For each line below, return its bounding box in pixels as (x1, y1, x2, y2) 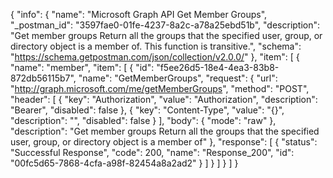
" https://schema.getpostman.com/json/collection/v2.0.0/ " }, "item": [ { (10, 51, 300, 63)
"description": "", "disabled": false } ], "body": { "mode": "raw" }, (10, 115, 277, 126)
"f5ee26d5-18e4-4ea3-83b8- (156, 62, 280, 73)
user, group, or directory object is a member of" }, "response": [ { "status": (10, 136, 318, 148)
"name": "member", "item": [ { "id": (10, 62, 155, 73)
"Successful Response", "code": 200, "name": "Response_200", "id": (10, 147, 295, 158)
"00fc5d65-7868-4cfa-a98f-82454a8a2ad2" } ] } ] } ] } (10, 157, 239, 169)
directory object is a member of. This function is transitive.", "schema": (10, 40, 302, 52)
